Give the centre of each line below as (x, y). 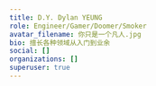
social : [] (30, 51)
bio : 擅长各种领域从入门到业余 (60, 43)
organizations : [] (44, 59)
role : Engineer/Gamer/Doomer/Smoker (78, 26)
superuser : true (40, 68)
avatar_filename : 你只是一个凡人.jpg (75, 34)
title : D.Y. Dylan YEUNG (56, 17)
